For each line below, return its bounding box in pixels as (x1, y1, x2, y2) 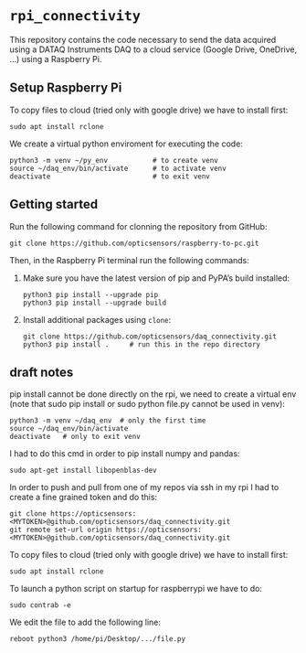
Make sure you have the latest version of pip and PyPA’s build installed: (22, 273, 290, 284)
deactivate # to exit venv (9, 172, 210, 181)
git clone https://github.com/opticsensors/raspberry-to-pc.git (9, 239, 259, 248)
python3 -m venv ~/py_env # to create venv (9, 155, 219, 165)
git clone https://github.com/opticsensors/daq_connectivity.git (22, 332, 277, 341)
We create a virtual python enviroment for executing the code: (9, 138, 244, 149)
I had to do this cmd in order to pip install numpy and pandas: (9, 448, 240, 459)
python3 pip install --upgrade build (22, 298, 167, 307)
